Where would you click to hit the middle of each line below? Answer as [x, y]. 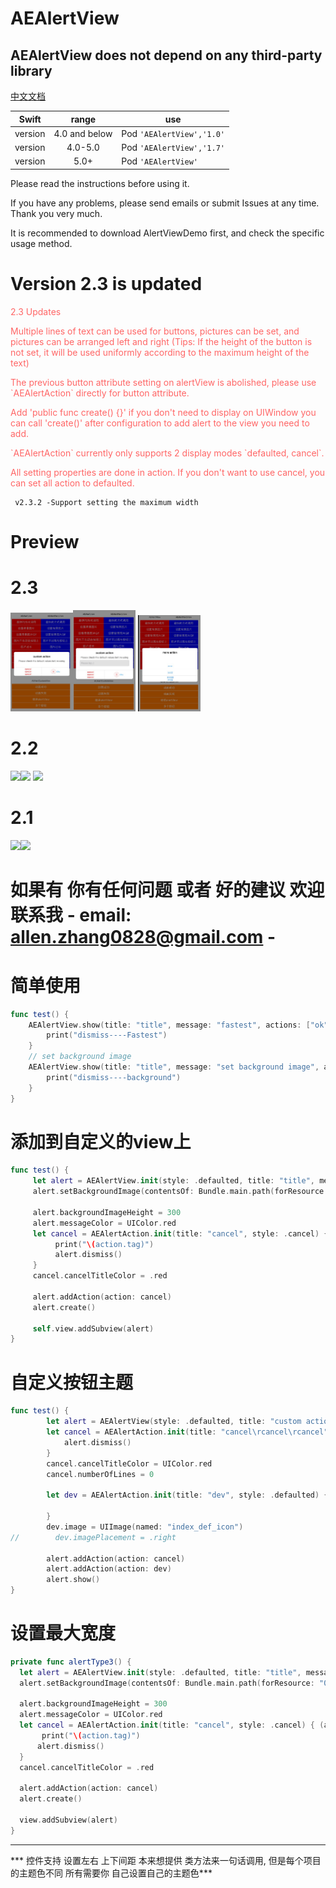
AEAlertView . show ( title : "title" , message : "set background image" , [174, 1067]
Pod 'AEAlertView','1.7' [173, 147]
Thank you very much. [56, 213]
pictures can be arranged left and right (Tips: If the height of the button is [161, 341]
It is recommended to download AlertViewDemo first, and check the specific [167, 233]
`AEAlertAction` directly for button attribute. [100, 393]
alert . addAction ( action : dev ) [109, 1569]
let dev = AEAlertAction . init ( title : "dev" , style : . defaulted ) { [187, 1495]
